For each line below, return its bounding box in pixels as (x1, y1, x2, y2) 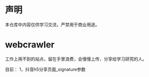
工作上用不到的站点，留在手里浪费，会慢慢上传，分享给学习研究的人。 (5, 56, 147, 62)
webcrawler (5, 39, 55, 51)
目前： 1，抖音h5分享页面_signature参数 (5, 66, 86, 72)
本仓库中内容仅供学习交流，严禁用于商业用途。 (5, 22, 99, 27)
